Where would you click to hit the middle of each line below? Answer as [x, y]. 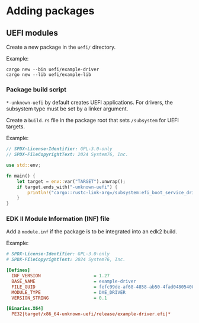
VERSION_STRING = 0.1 [60, 298]
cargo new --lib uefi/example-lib [49, 75]
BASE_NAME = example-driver [74, 281]
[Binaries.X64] [25, 309]
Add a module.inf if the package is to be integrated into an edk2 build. [92, 232]
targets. [16, 126]
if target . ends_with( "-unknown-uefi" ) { [67, 187]
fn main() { [21, 176]
